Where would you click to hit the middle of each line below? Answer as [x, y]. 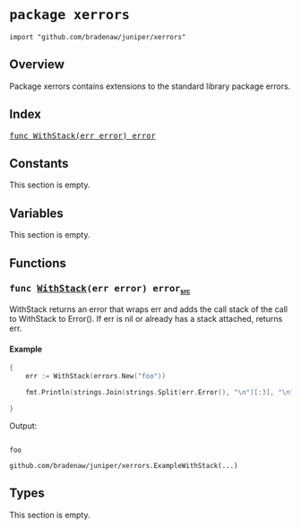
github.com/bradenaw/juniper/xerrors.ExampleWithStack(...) [124, 465]
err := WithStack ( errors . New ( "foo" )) [96, 377]
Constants [39, 163]
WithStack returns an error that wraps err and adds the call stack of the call [149, 309]
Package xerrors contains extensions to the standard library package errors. [150, 86]
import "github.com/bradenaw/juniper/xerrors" [98, 37]
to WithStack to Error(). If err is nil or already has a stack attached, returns [146, 319]
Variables [37, 213]
